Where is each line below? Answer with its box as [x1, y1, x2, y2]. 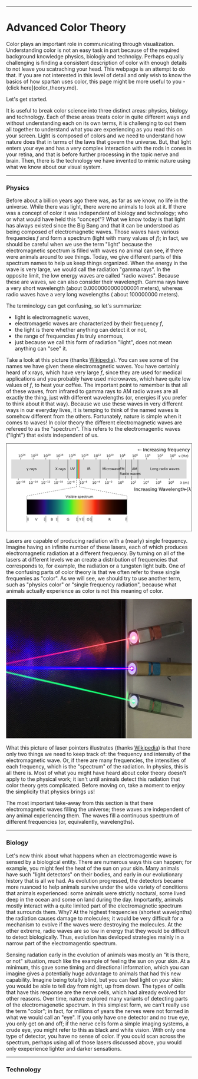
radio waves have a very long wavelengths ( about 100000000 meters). [6, 291, 180, 298]
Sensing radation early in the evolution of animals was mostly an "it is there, [6, 951, 190, 958]
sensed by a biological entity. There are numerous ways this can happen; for [6, 858, 192, 865]
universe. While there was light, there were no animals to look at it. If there [6, 203, 187, 210]
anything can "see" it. [14, 345, 68, 352]
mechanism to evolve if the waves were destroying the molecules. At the [6, 920, 182, 928]
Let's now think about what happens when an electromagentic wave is [6, 852, 177, 859]
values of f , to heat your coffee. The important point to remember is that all [6, 381, 188, 389]
